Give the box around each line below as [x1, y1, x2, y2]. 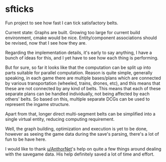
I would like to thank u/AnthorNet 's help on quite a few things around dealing [5, 146, 162, 152]
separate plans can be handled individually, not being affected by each [5, 91, 150, 97]
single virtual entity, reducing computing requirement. [5, 116, 115, 122]
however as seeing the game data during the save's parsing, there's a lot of [5, 131, 160, 137]
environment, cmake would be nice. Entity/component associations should [5, 35, 157, 41]
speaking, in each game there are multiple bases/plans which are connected [5, 75, 161, 81]
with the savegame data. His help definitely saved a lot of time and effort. [5, 151, 155, 157]
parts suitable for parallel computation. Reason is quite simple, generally [5, 69, 153, 75]
